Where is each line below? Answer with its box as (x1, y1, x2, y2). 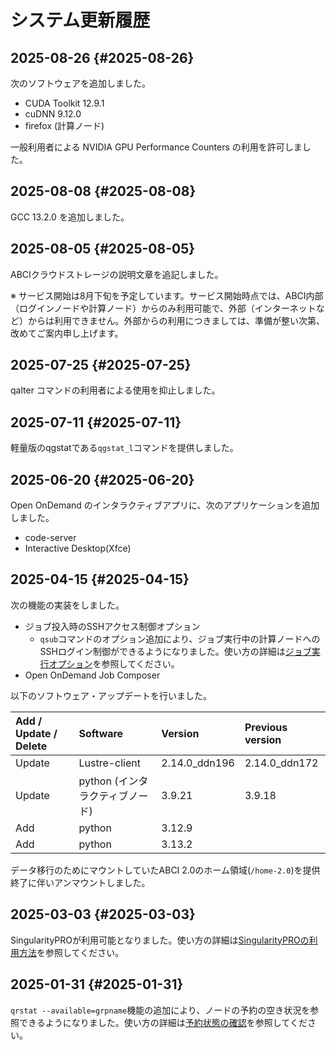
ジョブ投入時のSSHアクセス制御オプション (24, 620, 201, 632)
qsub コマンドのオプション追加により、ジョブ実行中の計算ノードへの (39, 632, 321, 645)
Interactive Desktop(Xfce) (24, 542, 132, 555)
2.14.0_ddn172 (244, 756, 319, 770)
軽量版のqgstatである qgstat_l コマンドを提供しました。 (10, 442, 239, 454)
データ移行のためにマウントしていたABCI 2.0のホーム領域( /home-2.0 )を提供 (10, 864, 321, 876)
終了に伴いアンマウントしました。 (10, 876, 151, 888)
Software (78, 726, 124, 740)
